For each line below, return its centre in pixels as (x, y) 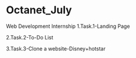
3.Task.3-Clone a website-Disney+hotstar (56, 48)
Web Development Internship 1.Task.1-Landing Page (68, 26)
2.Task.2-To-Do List (30, 37)
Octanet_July (39, 10)
